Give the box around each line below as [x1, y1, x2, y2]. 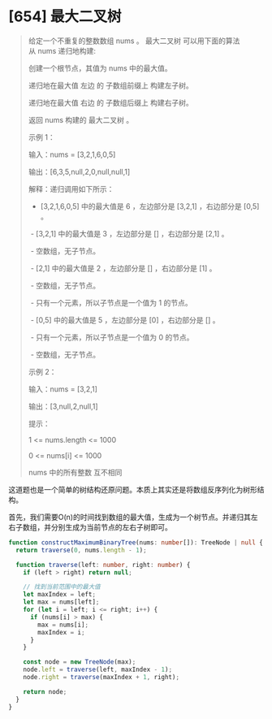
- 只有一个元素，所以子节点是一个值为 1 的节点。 [30, 297, 192, 307]
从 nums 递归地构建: [28, 45, 96, 55]
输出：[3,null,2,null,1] [28, 401, 99, 411]
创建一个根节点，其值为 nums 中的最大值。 [28, 63, 172, 73]
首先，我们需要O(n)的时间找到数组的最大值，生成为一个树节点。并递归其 [8, 512, 252, 522]
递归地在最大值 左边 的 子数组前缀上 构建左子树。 [28, 80, 193, 90]
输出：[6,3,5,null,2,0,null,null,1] [28, 167, 131, 176]
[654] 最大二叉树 [8, 7, 122, 26]
